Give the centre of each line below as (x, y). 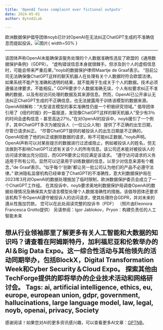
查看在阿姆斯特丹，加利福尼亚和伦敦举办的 (94, 241)
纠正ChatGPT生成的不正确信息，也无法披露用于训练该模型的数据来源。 (80, 100)
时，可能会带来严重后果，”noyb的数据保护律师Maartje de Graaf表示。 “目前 (79, 70)
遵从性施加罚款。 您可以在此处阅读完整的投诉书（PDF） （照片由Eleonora (79, 204)
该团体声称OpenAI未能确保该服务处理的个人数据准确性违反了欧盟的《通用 (78, 58)
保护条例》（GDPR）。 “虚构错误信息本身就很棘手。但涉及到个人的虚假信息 (82, 64)
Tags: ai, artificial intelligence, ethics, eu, (89, 287)
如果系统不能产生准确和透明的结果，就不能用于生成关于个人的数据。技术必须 (81, 82)
